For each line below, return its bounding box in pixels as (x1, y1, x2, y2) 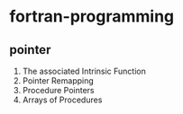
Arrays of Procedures (22, 94, 103, 105)
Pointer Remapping (22, 75, 95, 86)
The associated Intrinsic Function (22, 66, 146, 76)
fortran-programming (9, 6, 175, 27)
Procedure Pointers (22, 85, 95, 95)
